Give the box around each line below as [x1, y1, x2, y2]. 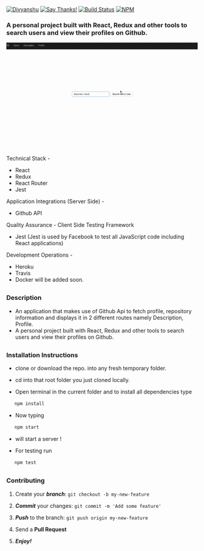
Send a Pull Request [15, 525, 67, 533]
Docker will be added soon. [15, 275, 84, 283]
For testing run [15, 447, 52, 454]
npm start [14, 425, 39, 431]
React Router [15, 179, 48, 187]
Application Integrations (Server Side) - [6, 198, 104, 205]
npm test [14, 460, 36, 466]
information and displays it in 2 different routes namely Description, [15, 314, 184, 321]
